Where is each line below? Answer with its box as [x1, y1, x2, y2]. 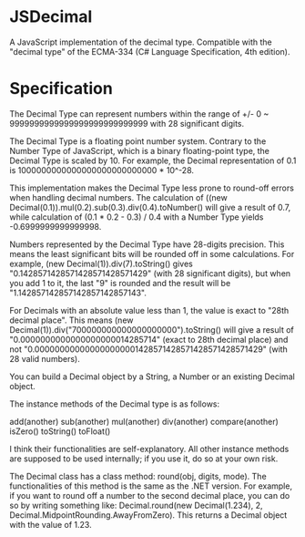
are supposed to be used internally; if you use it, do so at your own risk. [9, 453, 279, 464]
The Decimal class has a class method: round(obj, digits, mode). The [9, 470, 267, 481]
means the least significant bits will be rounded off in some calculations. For [9, 248, 295, 259]
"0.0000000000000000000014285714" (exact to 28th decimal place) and [9, 334, 289, 345]
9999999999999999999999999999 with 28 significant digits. [9, 118, 244, 129]
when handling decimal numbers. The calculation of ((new [9, 191, 228, 202]
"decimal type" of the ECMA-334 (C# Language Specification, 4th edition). [9, 46, 290, 57]
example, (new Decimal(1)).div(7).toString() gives [9, 258, 193, 269]
